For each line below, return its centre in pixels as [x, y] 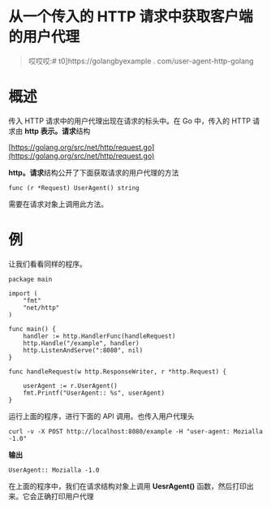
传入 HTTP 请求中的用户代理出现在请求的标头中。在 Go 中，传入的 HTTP [130, 121]
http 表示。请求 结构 [57, 131]
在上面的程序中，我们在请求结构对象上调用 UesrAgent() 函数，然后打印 [128, 486]
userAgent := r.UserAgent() [70, 386]
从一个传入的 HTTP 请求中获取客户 [124, 17]
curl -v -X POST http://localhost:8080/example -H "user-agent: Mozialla [136, 431]
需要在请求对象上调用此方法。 [58, 204]
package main [30, 279]
